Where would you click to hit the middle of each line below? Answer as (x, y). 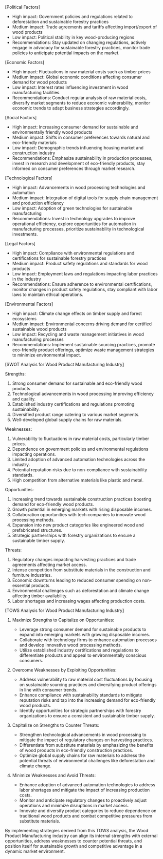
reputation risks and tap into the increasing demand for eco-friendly (87, 700)
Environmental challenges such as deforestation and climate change (81, 591)
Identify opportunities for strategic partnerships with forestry (80, 711)
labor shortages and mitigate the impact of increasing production (84, 790)
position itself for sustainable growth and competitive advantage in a (74, 846)
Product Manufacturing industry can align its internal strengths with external (81, 836)
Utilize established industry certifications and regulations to (79, 650)
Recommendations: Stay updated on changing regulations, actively (79, 42)
